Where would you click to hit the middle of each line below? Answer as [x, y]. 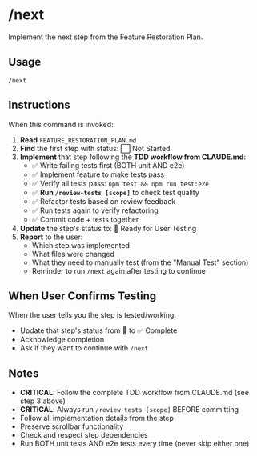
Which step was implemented [81, 245]
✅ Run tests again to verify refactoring [95, 210]
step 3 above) [43, 401]
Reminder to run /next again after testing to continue [118, 270]
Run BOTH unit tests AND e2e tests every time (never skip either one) [135, 444]
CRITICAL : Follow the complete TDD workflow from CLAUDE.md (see [135, 393]
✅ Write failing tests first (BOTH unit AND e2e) [108, 165]
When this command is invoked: [61, 124]
